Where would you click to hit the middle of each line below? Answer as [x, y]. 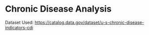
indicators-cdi [19, 27]
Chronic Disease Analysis [58, 9]
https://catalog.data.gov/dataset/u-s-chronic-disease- [89, 22]
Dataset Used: [20, 22]
